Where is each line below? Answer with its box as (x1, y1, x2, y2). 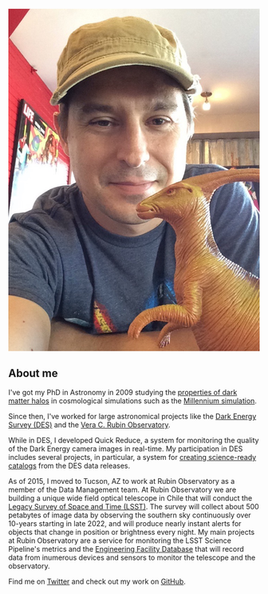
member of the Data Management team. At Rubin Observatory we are (8, 485, 237, 495)
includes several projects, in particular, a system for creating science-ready (8, 453, 257, 462)
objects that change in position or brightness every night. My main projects (8, 528, 255, 537)
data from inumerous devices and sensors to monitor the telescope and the (8, 552, 256, 563)
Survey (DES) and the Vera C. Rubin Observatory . (8, 420, 171, 430)
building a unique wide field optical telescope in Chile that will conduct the (8, 493, 253, 503)
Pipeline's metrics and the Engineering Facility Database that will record (8, 544, 245, 554)
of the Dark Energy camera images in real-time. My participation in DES (8, 444, 243, 453)
